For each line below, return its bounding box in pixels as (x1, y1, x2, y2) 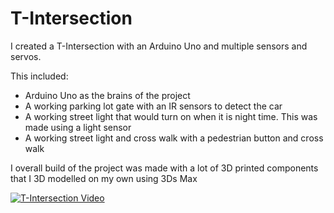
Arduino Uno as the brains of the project (24, 89, 191, 101)
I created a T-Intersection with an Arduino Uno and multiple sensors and (10, 40, 308, 52)
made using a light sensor (24, 121, 132, 133)
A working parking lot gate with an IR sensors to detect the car (24, 100, 283, 112)
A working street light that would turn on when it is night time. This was (24, 110, 318, 122)
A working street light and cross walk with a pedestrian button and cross (24, 132, 324, 144)
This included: (10, 70, 69, 82)
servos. (10, 50, 42, 62)
